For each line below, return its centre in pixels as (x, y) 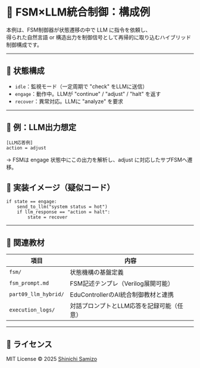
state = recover (48, 217)
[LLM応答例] (20, 143)
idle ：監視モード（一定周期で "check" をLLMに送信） (81, 86)
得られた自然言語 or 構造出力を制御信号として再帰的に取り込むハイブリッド (99, 37)
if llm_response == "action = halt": (64, 212)
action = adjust (26, 148)
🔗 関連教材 (25, 243)
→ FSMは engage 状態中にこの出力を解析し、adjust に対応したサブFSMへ (97, 160)
